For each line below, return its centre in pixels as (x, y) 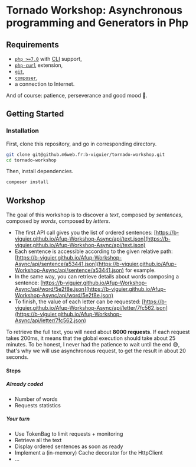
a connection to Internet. (45, 84)
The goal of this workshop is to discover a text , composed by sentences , (94, 215)
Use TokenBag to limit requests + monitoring (69, 434)
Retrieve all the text (38, 440)
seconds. (17, 357)
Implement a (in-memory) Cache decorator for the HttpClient (89, 452)
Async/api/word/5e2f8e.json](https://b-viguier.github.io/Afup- (90, 289)
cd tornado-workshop (32, 160)
